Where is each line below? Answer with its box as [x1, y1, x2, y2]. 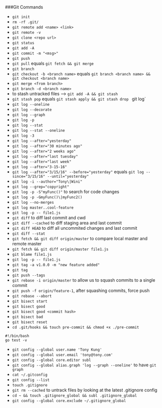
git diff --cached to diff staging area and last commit [12, 220, 122, 226]
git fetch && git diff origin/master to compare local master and [12, 236, 148, 241]
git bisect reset [12, 320, 48, 325]
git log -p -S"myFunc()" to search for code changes [12, 189, 120, 194]
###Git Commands [5, 4, 43, 10]
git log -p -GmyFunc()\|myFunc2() [12, 195, 82, 200]
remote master [12, 241, 42, 246]
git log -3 [12, 133, 35, 138]
